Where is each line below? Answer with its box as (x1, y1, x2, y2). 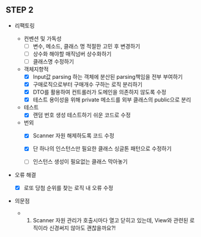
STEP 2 (5, 5, 34, 15)
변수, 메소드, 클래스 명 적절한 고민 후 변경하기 (32, 42, 141, 49)
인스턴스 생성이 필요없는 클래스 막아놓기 (32, 158, 128, 166)
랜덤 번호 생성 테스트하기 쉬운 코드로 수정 (32, 111, 131, 119)
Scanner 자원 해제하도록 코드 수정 (32, 132, 114, 139)
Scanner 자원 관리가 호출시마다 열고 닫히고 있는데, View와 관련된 (32, 216, 189, 224)
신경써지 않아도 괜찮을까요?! (49, 224, 116, 232)
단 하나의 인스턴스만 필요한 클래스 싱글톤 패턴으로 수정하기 (32, 145, 172, 152)
